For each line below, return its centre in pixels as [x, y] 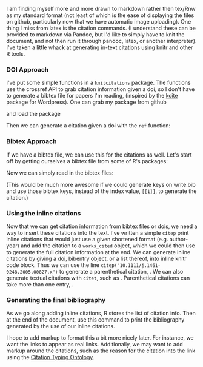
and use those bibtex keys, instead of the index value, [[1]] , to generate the [101, 191]
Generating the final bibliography [56, 300]
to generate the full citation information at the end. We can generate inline [98, 252]
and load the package [33, 114]
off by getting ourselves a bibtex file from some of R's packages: [87, 161]
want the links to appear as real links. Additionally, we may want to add [95, 345]
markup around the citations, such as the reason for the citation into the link [101, 351]
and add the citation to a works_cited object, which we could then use [108, 246]
